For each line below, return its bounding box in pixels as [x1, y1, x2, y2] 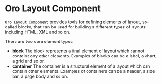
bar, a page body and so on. [12, 73, 69, 79]
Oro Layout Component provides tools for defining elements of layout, [5, 19, 141, 25]
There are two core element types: [5, 38, 74, 44]
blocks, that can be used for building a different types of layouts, [18, 24, 147, 29]
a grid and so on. [12, 58, 46, 64]
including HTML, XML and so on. [5, 29, 71, 35]
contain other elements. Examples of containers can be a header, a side [12, 68, 155, 74]
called [5, 24, 17, 29]
